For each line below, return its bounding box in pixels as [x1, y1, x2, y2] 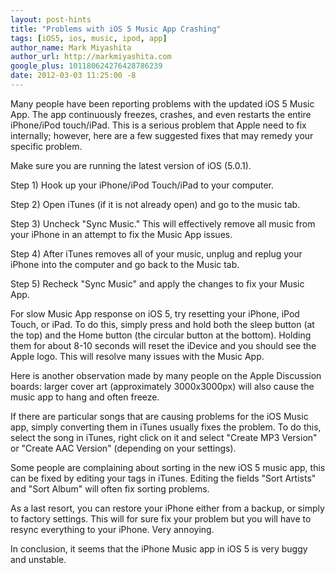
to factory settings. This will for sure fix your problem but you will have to [10, 512, 312, 525]
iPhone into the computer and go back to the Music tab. [10, 258, 240, 270]
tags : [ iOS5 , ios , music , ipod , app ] [10, 33, 168, 43]
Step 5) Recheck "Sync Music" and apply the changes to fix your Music [10, 277, 305, 290]
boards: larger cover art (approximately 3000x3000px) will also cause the [10, 380, 315, 392]
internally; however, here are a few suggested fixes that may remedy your [10, 129, 314, 141]
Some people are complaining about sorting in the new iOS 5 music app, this [10, 461, 326, 473]
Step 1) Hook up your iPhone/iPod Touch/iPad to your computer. [10, 179, 274, 191]
